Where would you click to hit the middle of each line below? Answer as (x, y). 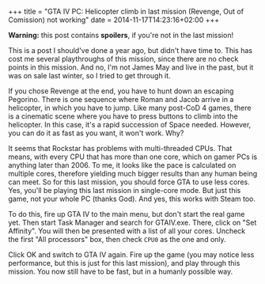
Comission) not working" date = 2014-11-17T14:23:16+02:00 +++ (114, 20)
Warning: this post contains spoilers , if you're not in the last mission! (121, 35)
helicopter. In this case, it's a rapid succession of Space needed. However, (130, 125)
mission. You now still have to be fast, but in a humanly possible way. (121, 271)
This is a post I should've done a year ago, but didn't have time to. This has (131, 50)
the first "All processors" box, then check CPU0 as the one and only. (117, 239)
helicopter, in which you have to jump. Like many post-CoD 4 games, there (130, 108)
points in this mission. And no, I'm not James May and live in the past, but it (131, 67)
